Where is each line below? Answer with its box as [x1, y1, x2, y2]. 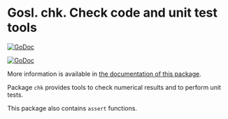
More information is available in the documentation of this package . [7, 70, 201, 78]
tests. [7, 90, 23, 99]
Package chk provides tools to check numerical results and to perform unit [7, 83, 222, 91]
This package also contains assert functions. [7, 104, 138, 112]
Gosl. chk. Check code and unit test [7, 5, 218, 21]
